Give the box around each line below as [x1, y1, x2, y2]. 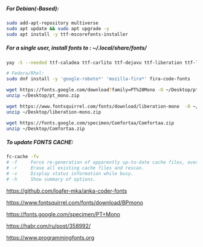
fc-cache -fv [6, 154, 39, 160]
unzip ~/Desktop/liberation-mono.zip [6, 109, 101, 115]
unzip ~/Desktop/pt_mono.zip [6, 92, 80, 99]
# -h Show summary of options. [6, 176, 96, 182]
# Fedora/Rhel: [6, 70, 45, 77]
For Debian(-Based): [6, 5, 59, 12]
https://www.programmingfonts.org [6, 234, 95, 241]
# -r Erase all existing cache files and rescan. [6, 165, 145, 172]
